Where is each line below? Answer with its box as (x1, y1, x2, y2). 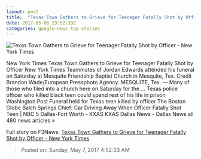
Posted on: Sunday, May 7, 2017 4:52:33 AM (20, 146, 130, 154)
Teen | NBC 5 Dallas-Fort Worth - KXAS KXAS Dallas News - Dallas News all (6, 111, 194, 118)
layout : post (6, 8, 39, 15)
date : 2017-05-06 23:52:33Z (6, 20, 77, 26)
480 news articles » (6, 117, 55, 124)
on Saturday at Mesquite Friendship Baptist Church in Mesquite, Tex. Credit (6, 72, 192, 79)
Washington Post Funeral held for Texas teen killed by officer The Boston (6, 98, 186, 105)
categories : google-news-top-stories (6, 25, 100, 32)
